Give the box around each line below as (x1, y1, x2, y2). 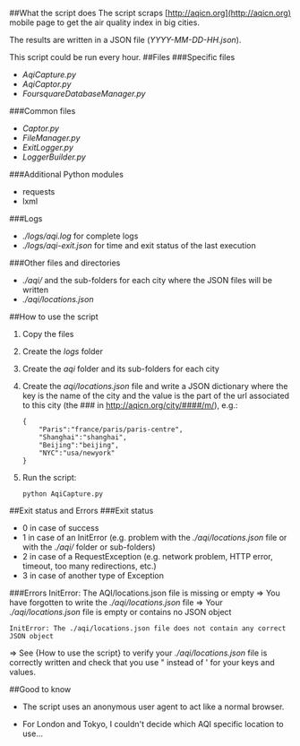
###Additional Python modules (9, 169, 124, 179)
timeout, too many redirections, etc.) (21, 560, 157, 571)
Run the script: (21, 473, 77, 482)
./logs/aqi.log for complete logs (21, 230, 139, 241)
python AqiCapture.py (21, 490, 103, 499)
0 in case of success (21, 523, 99, 533)
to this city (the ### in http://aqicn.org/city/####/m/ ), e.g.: (21, 400, 238, 411)
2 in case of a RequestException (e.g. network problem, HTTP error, (21, 551, 273, 561)
